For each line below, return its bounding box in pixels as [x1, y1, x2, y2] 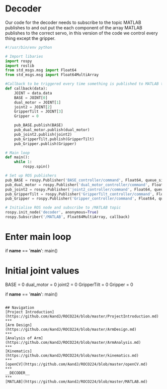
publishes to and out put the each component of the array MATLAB [5, 24, 143, 30]
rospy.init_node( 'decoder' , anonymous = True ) [5, 210, 99, 215]
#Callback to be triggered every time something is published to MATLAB [5, 82, 159, 87]
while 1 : [14, 160, 32, 165]
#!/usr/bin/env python [5, 45, 52, 50]
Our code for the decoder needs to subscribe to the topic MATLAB [5, 19, 142, 25]
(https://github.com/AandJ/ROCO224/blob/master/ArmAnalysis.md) [5, 340, 141, 345]
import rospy [5, 58, 32, 64]
